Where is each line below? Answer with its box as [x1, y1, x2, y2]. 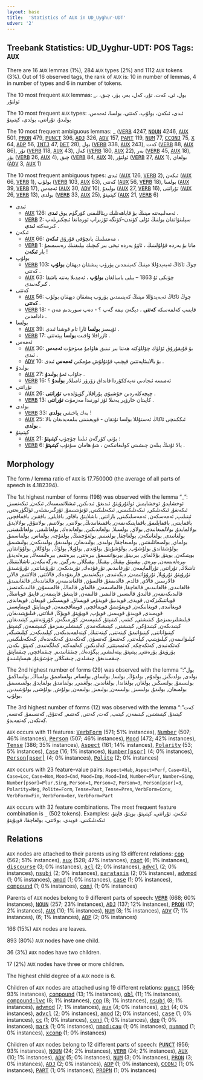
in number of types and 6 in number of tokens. [7, 79, 123, 87]
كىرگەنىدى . [24, 280, 51, 288]
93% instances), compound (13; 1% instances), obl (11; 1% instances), [7, 990, 181, 997]
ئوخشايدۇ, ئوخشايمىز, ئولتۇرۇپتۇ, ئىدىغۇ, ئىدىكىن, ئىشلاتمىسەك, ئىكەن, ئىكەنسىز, [7, 500, 184, 507]
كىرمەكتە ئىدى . [24, 222, 59, 229]
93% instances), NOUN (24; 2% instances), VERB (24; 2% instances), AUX [7, 1047, 188, 1055]
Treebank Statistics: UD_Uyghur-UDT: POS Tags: [7, 42, 194, 53]
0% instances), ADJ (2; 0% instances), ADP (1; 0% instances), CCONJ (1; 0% [7, 1060, 195, 1067]
